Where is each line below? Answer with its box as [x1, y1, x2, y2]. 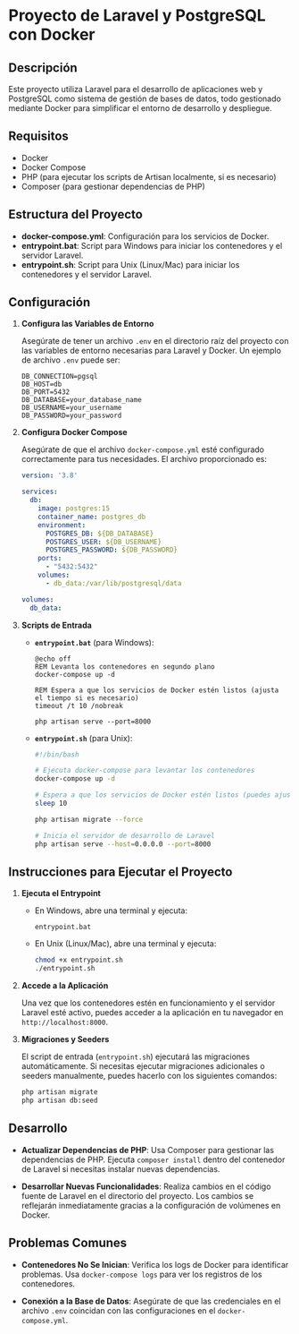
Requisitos [8, 129, 69, 144]
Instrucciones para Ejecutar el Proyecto [8, 864, 233, 879]
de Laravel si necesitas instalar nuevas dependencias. [21, 1163, 220, 1174]
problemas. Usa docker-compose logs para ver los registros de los [21, 1269, 262, 1279]
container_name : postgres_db [37, 512, 146, 521]
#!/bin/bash [34, 749, 79, 759]
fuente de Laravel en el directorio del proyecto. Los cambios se [21, 1190, 254, 1201]
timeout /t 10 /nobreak [34, 701, 124, 710]
